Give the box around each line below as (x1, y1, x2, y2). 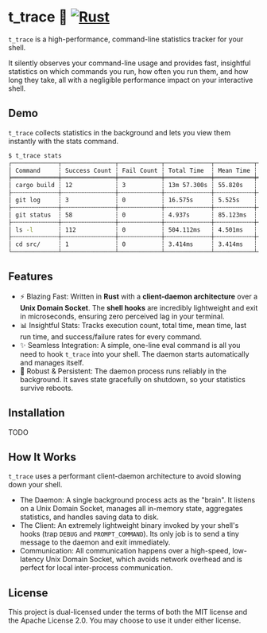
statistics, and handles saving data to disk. (19, 512, 159, 522)
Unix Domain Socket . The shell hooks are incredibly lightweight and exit (19, 303, 258, 312)
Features (8, 270, 53, 283)
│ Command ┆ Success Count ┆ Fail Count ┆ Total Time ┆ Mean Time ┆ (8, 166, 258, 174)
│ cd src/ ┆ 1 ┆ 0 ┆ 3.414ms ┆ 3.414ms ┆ (8, 240, 258, 248)
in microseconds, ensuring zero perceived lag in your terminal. (19, 311, 225, 321)
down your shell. (8, 480, 63, 490)
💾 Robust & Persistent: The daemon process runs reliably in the (19, 366, 226, 376)
